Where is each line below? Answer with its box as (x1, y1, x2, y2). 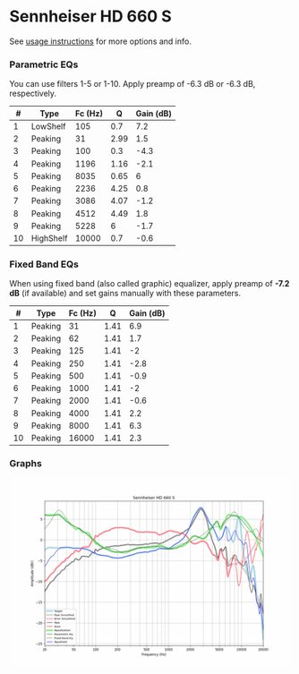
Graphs (9, 457, 42, 470)
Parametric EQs (9, 58, 79, 71)
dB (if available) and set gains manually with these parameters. (9, 288, 242, 299)
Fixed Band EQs (9, 258, 79, 270)
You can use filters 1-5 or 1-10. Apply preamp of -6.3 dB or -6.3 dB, (9, 79, 256, 90)
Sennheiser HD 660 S (9, 6, 172, 27)
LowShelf (30, 121, 66, 132)
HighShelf (30, 233, 68, 243)
